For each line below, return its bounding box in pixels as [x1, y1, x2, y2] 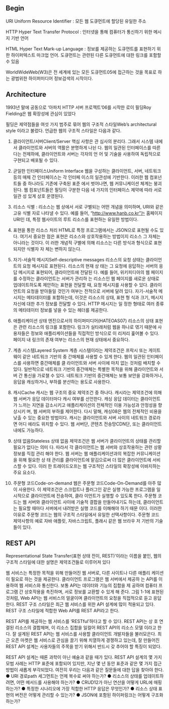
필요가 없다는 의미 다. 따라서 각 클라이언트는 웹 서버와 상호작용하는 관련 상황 [13, 444, 162, 450]
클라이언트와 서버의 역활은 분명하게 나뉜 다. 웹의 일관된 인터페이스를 [18, 145, 151, 151]
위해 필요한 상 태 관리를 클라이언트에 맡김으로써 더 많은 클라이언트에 [18, 457, 151, 463]
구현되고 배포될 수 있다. [13, 157, 59, 163]
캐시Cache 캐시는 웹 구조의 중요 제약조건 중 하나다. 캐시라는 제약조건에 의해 [13, 389, 162, 395]
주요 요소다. [13, 469, 37, 475]
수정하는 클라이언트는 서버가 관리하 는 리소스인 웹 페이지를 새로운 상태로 [18, 275, 160, 281]
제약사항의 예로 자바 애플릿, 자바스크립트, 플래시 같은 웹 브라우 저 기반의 [13, 518, 154, 524]
